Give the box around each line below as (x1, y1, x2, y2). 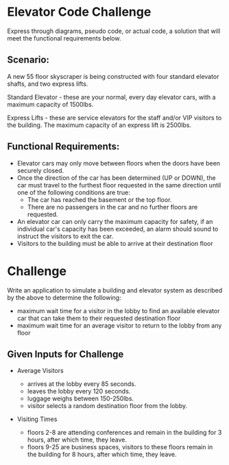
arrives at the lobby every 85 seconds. (27, 380, 136, 388)
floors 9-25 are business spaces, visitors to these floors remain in (27, 443, 213, 451)
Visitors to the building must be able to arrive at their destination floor (16, 239, 214, 247)
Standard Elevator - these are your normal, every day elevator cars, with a (7, 93, 216, 101)
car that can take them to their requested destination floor (16, 314, 181, 322)
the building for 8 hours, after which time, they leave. (27, 451, 177, 459)
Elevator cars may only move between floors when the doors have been (16, 159, 221, 167)
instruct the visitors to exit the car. (16, 231, 114, 240)
